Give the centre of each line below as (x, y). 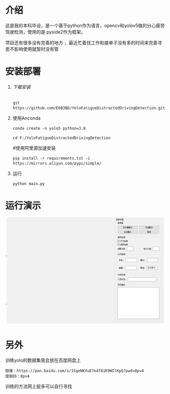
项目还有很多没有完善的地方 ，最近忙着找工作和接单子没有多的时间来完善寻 (84, 43)
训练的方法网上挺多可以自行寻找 (39, 386)
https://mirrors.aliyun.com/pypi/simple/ (57, 163)
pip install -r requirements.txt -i (51, 158)
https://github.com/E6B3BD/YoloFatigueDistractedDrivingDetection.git (89, 108)
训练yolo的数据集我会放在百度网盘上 (43, 360)
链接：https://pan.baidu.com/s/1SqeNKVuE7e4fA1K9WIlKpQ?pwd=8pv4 (75, 371)
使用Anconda (26, 118)
